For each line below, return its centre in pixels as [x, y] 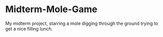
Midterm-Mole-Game [51, 9]
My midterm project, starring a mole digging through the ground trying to [82, 23]
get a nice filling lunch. [29, 28]
